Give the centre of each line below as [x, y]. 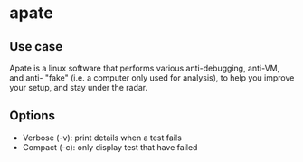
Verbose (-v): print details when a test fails [102, 138]
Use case [36, 47]
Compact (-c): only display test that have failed [110, 147]
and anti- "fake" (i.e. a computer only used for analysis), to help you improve [152, 78]
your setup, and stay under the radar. [79, 87]
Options [33, 116]
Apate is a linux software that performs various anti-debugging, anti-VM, [145, 68]
